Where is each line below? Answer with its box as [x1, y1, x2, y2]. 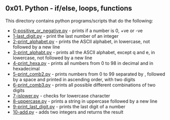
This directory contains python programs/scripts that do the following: [5, 17, 154, 23]
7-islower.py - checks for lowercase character [12, 92, 111, 99]
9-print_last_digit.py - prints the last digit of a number [12, 103, 125, 109]
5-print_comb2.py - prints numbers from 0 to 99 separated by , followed [12, 71, 165, 77]
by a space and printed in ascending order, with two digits [12, 76, 136, 82]
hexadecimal [12, 65, 40, 71]
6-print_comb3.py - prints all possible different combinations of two [12, 82, 156, 88]
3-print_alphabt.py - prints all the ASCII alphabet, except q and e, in [12, 49, 155, 55]
